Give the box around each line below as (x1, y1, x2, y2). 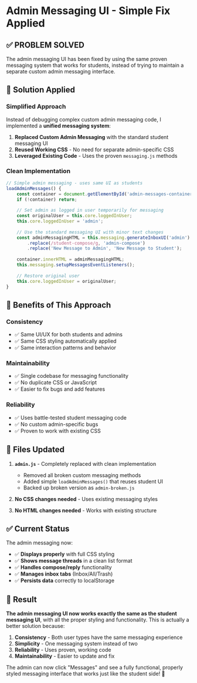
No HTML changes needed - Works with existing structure (14, 506, 157, 514)
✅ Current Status (6, 523, 70, 533)
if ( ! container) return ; (16, 197, 77, 202)
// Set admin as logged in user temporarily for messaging (16, 207, 164, 214)
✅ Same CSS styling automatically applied (14, 337, 117, 344)
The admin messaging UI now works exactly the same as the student (6, 610, 177, 617)
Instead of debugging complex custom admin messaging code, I (6, 116, 161, 123)
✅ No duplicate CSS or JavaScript (14, 379, 97, 386)
